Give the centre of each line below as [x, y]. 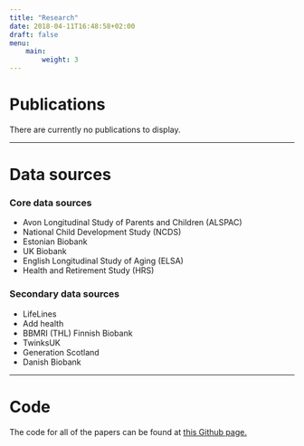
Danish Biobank [52, 362]
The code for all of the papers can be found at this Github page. [128, 432]
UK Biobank [45, 251]
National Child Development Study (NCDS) [102, 232]
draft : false [34, 34]
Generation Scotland [61, 352]
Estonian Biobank [55, 242]
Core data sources [51, 203]
